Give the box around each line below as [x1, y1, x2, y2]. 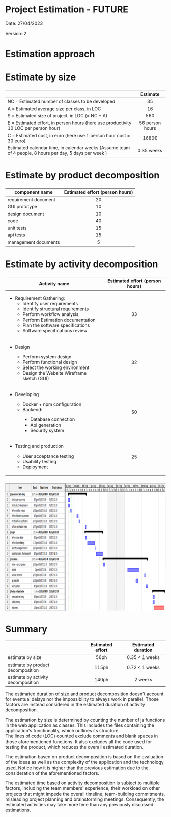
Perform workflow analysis [22, 311, 79, 318]
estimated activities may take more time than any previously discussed [5, 802, 154, 808]
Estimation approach [5, 48, 95, 60]
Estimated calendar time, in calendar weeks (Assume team [7, 145, 130, 151]
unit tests [7, 225, 27, 231]
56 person [139, 120, 161, 126]
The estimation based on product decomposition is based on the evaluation [5, 754, 164, 760]
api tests [7, 232, 25, 238]
